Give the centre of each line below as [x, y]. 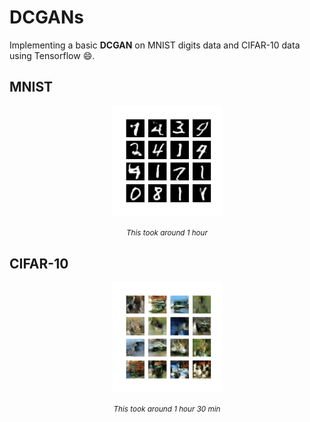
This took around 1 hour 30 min [167, 409]
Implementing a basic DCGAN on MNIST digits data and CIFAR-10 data [155, 45]
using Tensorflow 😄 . [52, 55]
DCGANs [46, 17]
